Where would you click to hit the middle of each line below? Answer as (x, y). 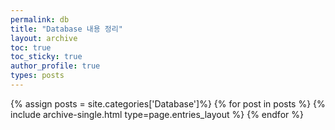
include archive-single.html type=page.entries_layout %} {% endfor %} (157, 114)
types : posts (37, 76)
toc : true (31, 47)
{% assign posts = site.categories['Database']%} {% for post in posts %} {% (168, 103)
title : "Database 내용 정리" (66, 29)
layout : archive (44, 38)
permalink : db (40, 19)
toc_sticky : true (46, 57)
